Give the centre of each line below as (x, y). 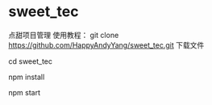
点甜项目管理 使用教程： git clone (64, 35)
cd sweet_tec (30, 61)
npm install (27, 77)
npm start (25, 92)
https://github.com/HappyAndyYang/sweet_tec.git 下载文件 (106, 45)
